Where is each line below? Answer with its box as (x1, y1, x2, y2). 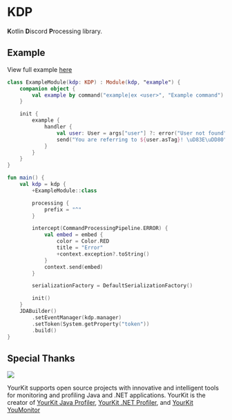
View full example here (7, 65, 72, 73)
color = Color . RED (56, 238, 110, 245)
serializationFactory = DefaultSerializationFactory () (32, 283, 193, 289)
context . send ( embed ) (43, 263, 104, 270)
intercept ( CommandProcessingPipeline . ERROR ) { (32, 225, 168, 232)
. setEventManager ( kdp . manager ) (32, 314, 122, 321)
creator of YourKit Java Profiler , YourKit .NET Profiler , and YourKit (7, 399, 193, 407)
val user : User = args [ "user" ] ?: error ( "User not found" (56, 129, 227, 137)
